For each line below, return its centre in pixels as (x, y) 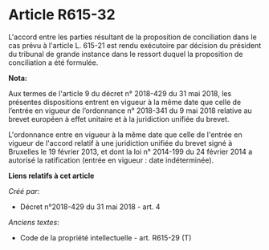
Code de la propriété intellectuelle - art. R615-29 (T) (106, 237)
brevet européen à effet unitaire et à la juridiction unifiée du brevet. (119, 119)
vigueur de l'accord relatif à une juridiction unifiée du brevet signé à (120, 143)
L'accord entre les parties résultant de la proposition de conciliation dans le (132, 37)
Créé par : (24, 191)
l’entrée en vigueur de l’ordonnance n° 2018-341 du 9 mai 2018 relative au (130, 111)
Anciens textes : (34, 222)
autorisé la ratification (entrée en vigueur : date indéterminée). (111, 160)
